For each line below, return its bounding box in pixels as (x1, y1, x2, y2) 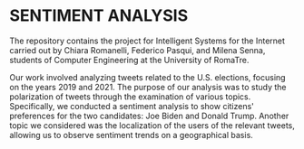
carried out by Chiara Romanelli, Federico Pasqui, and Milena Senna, (9, 44, 266, 55)
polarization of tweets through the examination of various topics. (9, 91, 251, 102)
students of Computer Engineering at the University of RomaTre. (9, 54, 250, 65)
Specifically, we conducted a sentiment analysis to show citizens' (9, 100, 254, 111)
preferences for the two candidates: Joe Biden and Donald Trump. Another (9, 110, 289, 121)
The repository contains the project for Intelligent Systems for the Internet (9, 35, 286, 46)
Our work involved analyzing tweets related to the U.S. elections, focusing (9, 71, 286, 82)
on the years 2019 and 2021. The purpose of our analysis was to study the (9, 81, 287, 92)
